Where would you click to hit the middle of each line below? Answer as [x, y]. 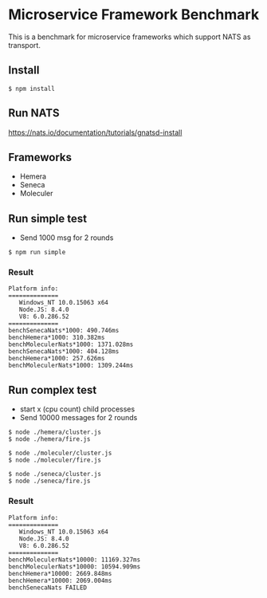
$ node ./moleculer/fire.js [55, 460]
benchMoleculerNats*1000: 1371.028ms [71, 344]
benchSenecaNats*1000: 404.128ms [64, 352]
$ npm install [32, 89]
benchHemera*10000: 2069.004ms [60, 580]
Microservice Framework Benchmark [134, 15]
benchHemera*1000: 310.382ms [57, 338]
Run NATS [34, 113]
